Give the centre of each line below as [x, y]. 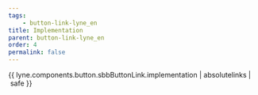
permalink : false [37, 52]
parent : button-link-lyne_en [56, 38]
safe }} [21, 83]
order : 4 [23, 45]
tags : [17, 15]
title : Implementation [46, 30]
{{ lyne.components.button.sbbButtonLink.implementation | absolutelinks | [130, 75]
